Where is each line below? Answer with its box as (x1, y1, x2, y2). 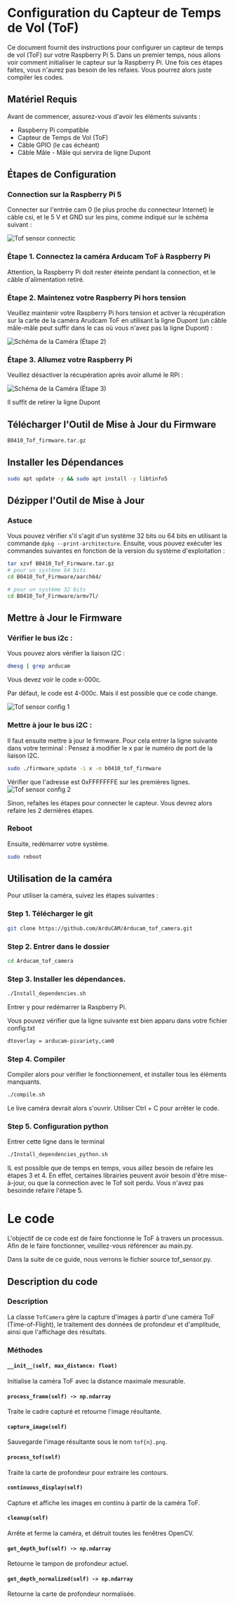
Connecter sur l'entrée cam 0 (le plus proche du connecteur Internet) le (7, 205, 214, 214)
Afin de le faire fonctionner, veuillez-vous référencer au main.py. (7, 1241, 194, 1250)
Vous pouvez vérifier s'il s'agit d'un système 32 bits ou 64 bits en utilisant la (7, 532, 227, 540)
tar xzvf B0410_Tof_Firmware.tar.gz (7, 561, 114, 568)
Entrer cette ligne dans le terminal (7, 1137, 105, 1146)
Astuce (7, 516, 33, 525)
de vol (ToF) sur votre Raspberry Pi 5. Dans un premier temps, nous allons (7, 51, 221, 59)
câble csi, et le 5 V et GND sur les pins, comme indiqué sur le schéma (7, 213, 208, 222)
